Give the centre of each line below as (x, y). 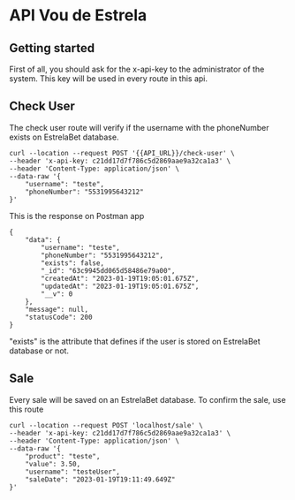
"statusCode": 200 (59, 317)
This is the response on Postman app (77, 216)
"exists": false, (72, 263)
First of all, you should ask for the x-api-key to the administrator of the (137, 69)
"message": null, (57, 309)
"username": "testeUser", (73, 472)
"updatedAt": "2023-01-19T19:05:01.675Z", (120, 286)
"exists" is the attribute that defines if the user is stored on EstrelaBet (135, 341)
